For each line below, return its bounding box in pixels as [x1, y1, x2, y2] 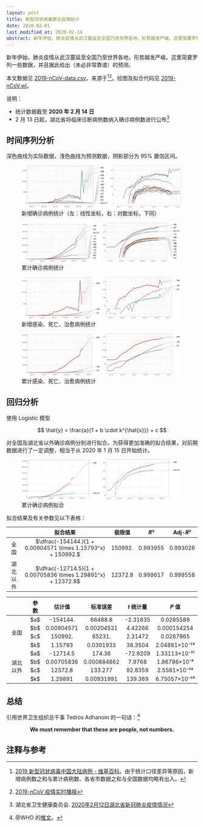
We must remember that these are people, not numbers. [30, 726, 174, 733]
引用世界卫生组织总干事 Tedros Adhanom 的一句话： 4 [6, 712, 141, 721]
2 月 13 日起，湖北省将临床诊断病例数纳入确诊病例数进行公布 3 [15, 114, 170, 123]
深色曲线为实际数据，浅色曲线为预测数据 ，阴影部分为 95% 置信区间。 [6, 153, 181, 160]
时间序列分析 [6, 135, 55, 145]
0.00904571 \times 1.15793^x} [24, 544, 105, 552]
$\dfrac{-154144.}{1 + [35, 538, 95, 545]
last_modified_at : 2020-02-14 [6, 29, 83, 35]
